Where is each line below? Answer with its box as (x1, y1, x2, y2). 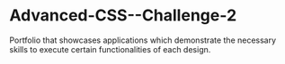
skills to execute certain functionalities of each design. (9, 44, 211, 54)
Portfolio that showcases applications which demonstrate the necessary (9, 35, 277, 45)
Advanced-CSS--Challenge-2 (9, 5, 237, 26)
